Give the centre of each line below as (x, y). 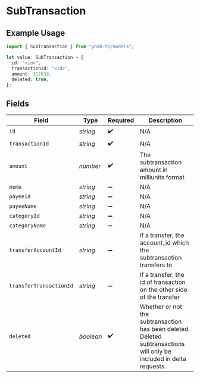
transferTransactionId (41, 286)
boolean (90, 336)
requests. (153, 366)
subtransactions (162, 343)
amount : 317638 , (32, 74)
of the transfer (160, 297)
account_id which (164, 242)
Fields (18, 103)
